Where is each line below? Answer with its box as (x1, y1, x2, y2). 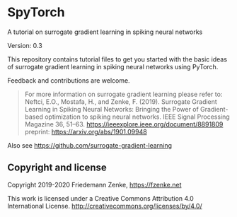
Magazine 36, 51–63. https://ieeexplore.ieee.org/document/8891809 (24, 119, 224, 128)
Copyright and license (7, 162, 108, 174)
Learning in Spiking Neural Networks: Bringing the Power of (24, 105, 200, 113)
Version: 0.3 (7, 41, 42, 49)
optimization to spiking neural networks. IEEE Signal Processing (45, 112, 230, 121)
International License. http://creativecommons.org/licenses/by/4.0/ (7, 201, 203, 210)
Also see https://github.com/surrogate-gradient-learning (7, 141, 172, 149)
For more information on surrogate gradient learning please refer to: (24, 90, 223, 98)
